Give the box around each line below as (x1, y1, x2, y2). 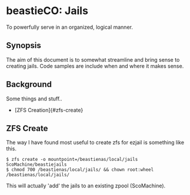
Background (6, 79, 52, 89)
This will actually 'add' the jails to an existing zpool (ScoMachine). (6, 182, 166, 189)
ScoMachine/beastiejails (6, 162, 67, 168)
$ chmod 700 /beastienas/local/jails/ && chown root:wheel (6, 167, 154, 173)
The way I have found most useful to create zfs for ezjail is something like (6, 139, 184, 146)
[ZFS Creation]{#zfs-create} (14, 106, 84, 113)
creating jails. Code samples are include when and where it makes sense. (6, 62, 184, 69)
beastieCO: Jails (6, 4, 88, 18)
